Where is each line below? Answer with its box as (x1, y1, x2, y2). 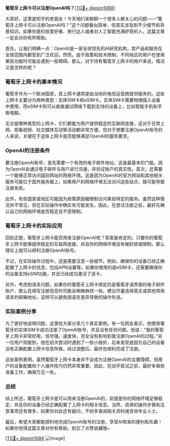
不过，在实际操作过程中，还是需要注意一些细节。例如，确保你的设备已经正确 (5, 258, 165, 264)
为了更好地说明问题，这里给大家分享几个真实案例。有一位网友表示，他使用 (5, 320, 160, 327)
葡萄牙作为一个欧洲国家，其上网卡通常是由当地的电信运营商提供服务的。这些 (5, 91, 165, 97)
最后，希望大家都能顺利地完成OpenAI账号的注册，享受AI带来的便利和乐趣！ (5, 419, 163, 425)
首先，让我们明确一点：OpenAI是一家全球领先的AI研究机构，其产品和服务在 (5, 46, 163, 51)
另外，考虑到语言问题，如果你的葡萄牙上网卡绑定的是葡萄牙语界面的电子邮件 (5, 281, 165, 288)
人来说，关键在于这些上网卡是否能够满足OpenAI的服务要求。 (5, 133, 132, 139)
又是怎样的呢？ (5, 64, 36, 70)
